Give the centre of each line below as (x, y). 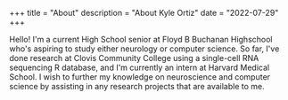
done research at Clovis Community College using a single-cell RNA (134, 58)
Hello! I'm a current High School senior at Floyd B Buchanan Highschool (141, 39)
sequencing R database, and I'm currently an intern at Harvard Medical (140, 67)
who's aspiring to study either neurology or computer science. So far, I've (144, 49)
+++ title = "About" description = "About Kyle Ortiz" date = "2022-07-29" (144, 13)
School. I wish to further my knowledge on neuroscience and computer (140, 77)
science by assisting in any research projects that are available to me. (137, 86)
